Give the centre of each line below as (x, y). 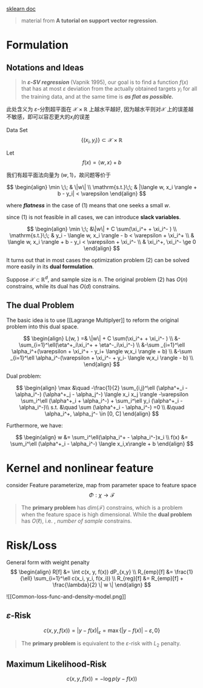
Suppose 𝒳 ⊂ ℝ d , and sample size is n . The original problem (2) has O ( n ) (97, 279)
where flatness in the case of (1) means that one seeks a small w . (88, 206)
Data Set (17, 130)
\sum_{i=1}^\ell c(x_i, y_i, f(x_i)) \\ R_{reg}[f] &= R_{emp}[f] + (108, 578)
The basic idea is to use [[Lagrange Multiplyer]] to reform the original (92, 320)
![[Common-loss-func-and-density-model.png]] (66, 596)
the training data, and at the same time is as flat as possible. (97, 96)
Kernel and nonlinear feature (80, 468)
